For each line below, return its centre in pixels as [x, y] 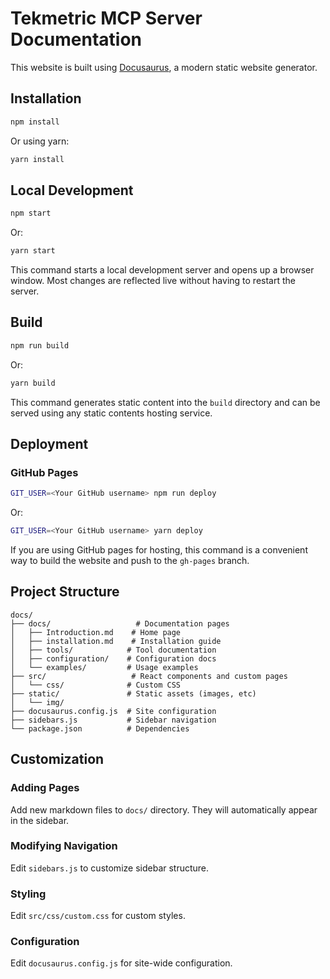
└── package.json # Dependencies [100, 728]
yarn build [33, 383]
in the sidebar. [40, 820]
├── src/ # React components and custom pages [149, 676]
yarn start [33, 251]
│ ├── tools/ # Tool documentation [113, 650]
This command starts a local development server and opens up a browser [162, 270]
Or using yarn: [40, 141]
